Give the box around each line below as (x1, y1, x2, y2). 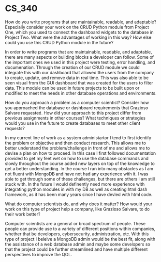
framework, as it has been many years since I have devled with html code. (5, 191, 153, 197)
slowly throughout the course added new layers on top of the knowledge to (5, 161, 155, 166)
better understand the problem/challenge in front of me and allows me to (5, 145, 150, 151)
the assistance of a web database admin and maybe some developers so (5, 241, 151, 247)
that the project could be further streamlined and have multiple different (5, 246, 148, 252)
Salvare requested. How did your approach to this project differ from (5, 110, 142, 115)
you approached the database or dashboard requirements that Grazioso (5, 105, 148, 111)
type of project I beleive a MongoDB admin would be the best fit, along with (5, 236, 156, 242)
